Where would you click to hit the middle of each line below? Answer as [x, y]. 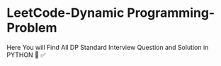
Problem [32, 28]
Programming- [171, 13]
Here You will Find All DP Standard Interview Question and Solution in [108, 47]
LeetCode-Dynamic [66, 13]
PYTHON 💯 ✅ [27, 55]
